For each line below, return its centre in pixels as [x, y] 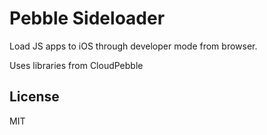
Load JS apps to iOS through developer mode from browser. [133, 46]
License [34, 97]
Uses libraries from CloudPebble [76, 65]
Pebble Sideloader [87, 18]
